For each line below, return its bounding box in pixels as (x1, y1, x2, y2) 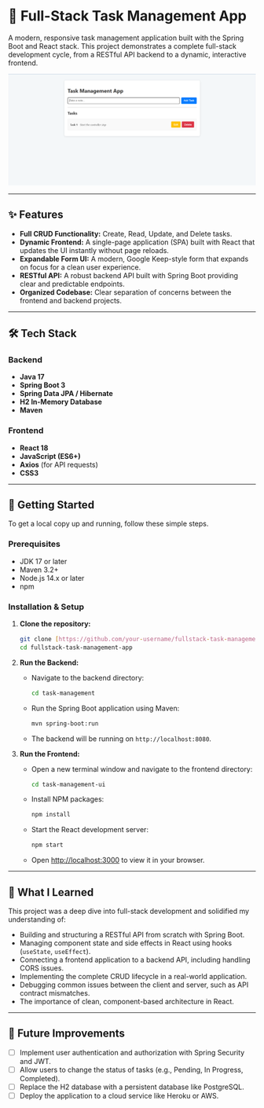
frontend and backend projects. (19, 295, 123, 305)
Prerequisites (8, 538, 60, 549)
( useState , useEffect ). (19, 946, 91, 956)
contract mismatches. (19, 988, 90, 997)
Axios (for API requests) (19, 460, 98, 469)
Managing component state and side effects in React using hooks (19, 938, 233, 948)
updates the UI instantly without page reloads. (19, 245, 169, 255)
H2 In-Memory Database (19, 397, 102, 407)
